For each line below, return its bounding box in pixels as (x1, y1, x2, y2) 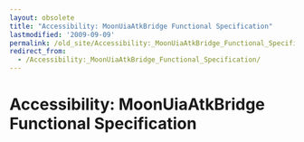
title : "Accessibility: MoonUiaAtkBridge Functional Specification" (9, 22, 273, 31)
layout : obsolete (9, 13, 75, 23)
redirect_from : (9, 47, 67, 56)
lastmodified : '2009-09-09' (9, 30, 116, 39)
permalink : (9, 38, 51, 48)
